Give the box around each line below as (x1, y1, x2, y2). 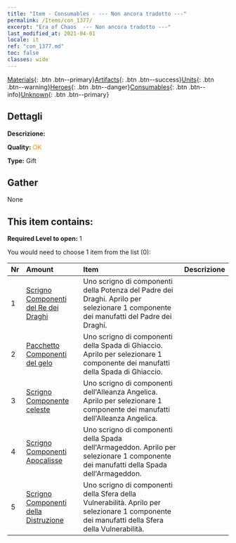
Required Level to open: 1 (7, 235, 82, 243)
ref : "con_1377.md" (7, 43, 65, 50)
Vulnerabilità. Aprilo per (83, 498, 162, 508)
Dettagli (7, 110, 43, 123)
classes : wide (7, 56, 49, 63)
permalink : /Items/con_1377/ (7, 17, 93, 24)
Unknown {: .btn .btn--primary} (20, 90, 110, 98)
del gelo (25, 358, 53, 368)
